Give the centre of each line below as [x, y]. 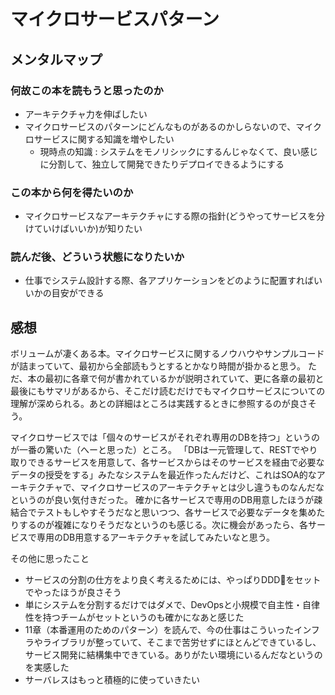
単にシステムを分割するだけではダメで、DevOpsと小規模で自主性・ [163, 605]
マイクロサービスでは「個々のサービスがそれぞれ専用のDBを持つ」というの [165, 437]
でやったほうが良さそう [73, 592]
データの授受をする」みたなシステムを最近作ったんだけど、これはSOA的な [163, 475]
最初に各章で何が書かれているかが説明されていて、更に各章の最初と [184, 379]
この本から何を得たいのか [72, 192]
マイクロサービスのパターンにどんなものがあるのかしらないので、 [160, 126]
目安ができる [78, 293]
